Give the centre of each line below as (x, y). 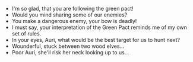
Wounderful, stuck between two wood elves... (68, 46)
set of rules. (26, 34)
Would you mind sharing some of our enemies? (69, 15)
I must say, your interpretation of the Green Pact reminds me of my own (99, 27)
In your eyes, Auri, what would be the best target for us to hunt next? (96, 40)
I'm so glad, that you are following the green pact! (72, 9)
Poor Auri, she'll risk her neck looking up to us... (70, 52)
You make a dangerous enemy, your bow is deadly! (74, 21)
